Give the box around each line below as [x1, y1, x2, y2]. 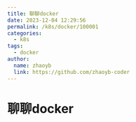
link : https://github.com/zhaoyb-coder [13, 68, 130, 75]
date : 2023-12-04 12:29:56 [7, 17, 86, 24]
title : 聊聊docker [7, 10, 59, 17]
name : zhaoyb [13, 62, 52, 69]
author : [7, 56, 30, 63]
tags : [7, 43, 23, 49]
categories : [7, 29, 42, 37]
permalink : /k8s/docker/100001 [7, 23, 99, 30]
